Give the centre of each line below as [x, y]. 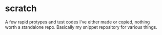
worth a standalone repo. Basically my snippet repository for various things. [81, 27]
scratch [21, 9]
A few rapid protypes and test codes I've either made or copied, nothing [78, 22]
